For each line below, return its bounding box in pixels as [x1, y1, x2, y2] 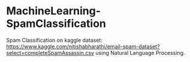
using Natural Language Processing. [95, 49, 185, 56]
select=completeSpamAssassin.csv [6, 49, 95, 56]
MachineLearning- [6, 4, 101, 18]
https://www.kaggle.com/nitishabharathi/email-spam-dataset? [6, 43, 160, 50]
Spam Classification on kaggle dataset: [6, 36, 103, 44]
